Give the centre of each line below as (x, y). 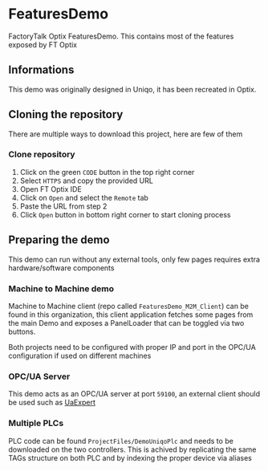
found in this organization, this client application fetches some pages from (131, 315)
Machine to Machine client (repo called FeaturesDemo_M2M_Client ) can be (128, 306)
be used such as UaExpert (52, 403)
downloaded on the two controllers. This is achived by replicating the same (132, 449)
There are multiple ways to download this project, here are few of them (126, 134)
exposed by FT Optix (43, 44)
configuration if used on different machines (80, 355)
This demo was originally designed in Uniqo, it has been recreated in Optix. (132, 89)
